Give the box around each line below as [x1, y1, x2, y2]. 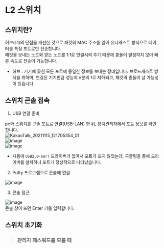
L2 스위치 [5, 4, 42, 16]
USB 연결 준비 [12, 110, 40, 116]
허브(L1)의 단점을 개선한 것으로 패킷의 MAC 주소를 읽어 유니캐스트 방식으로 [5, 40, 148, 45]
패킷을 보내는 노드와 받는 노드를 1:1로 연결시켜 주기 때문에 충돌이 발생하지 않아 [5, 52, 153, 57]
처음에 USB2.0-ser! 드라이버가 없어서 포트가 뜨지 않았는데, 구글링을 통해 [12, 153, 150, 159]
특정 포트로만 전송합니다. [14, 46, 62, 52]
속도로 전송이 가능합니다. [10, 58, 58, 64]
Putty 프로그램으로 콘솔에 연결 [12, 169, 70, 175]
